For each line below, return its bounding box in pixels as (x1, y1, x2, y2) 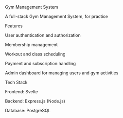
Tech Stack (5, 80, 28, 85)
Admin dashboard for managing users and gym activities (5, 70, 119, 76)
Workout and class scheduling (5, 51, 66, 57)
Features (5, 23, 23, 29)
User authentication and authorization (5, 33, 81, 38)
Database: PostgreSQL (5, 108, 51, 113)
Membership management (5, 42, 58, 48)
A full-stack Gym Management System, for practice (5, 14, 108, 19)
